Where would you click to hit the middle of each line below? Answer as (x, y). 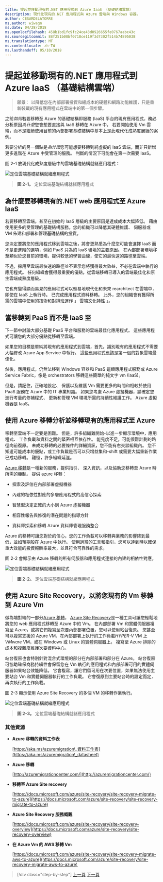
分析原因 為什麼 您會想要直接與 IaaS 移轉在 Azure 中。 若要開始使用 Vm (75, 125)
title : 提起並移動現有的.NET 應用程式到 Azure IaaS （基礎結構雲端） (69, 9)
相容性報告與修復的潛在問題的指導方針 (50, 515)
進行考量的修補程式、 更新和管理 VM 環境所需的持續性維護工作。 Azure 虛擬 (81, 398)
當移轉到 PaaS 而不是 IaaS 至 (48, 318)
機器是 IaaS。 (19, 404)
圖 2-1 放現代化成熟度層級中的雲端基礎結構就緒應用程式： (63, 164)
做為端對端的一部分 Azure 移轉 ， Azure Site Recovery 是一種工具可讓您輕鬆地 (81, 617)
